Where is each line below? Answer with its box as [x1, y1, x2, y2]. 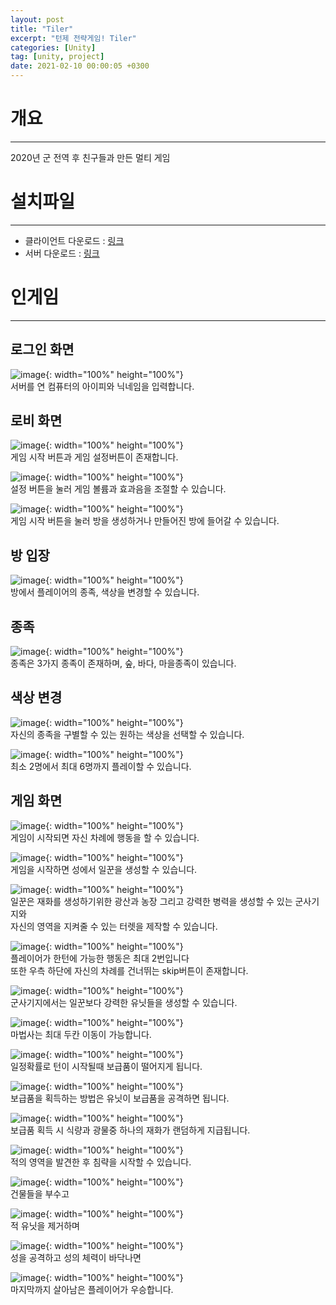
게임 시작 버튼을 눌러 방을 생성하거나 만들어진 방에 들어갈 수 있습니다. [10, 515, 280, 527]
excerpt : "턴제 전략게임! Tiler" [10, 33, 137, 43]
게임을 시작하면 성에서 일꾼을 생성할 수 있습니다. [10, 863, 198, 875]
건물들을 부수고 [10, 1187, 70, 1200]
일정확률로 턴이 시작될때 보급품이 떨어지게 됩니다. [10, 1060, 203, 1072]
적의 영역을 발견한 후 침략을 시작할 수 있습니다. [10, 1156, 192, 1168]
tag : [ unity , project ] [10, 52, 105, 62]
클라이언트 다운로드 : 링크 [24, 234, 125, 246]
